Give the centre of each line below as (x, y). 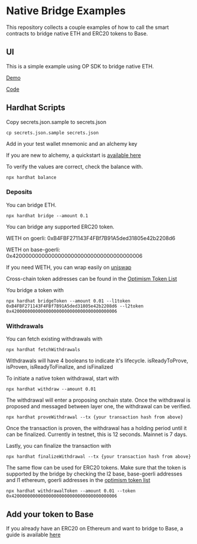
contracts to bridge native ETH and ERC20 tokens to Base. (77, 33)
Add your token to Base (50, 514)
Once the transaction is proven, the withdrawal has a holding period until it (96, 428)
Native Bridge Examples (66, 11)
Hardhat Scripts (36, 108)
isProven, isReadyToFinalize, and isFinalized (60, 367)
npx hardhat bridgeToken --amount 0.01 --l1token (68, 301)
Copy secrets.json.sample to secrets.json (56, 122)
